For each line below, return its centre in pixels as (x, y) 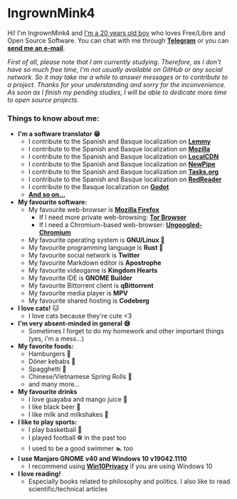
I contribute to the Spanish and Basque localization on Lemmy (120, 141)
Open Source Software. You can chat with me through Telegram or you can (118, 40)
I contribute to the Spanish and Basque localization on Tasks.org (123, 172)
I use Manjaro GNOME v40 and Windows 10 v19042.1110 (102, 459)
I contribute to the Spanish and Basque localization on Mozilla (119, 149)
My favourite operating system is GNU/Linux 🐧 (96, 240)
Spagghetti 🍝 (47, 369)
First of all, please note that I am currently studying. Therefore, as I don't (114, 61)
